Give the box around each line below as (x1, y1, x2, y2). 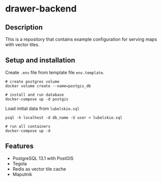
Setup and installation (5, 56, 75, 65)
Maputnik (12, 171, 33, 177)
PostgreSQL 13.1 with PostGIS (12, 155, 74, 161)
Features (5, 142, 34, 150)
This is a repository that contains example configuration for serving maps (5, 36, 157, 42)
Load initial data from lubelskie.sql (5, 105, 79, 111)
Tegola (12, 160, 27, 166)
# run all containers (5, 124, 51, 129)
